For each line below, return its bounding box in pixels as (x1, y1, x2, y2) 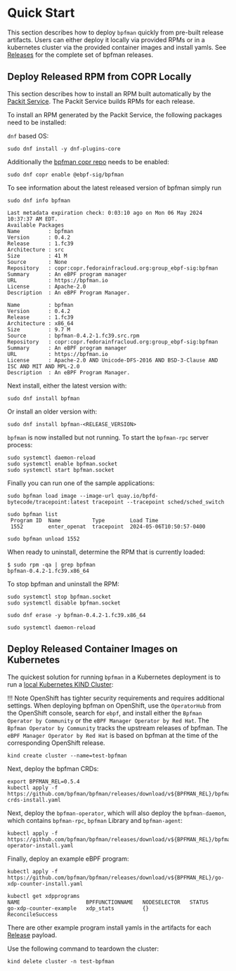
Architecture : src (7, 246, 65, 253)
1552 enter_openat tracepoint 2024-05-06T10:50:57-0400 (10, 523, 206, 530)
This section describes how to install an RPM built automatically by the (7, 89, 211, 98)
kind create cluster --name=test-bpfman (7, 752, 128, 759)
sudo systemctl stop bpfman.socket (7, 593, 112, 600)
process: (7, 440, 33, 449)
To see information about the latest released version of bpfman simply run (7, 183, 222, 192)
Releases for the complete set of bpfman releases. (7, 51, 154, 59)
